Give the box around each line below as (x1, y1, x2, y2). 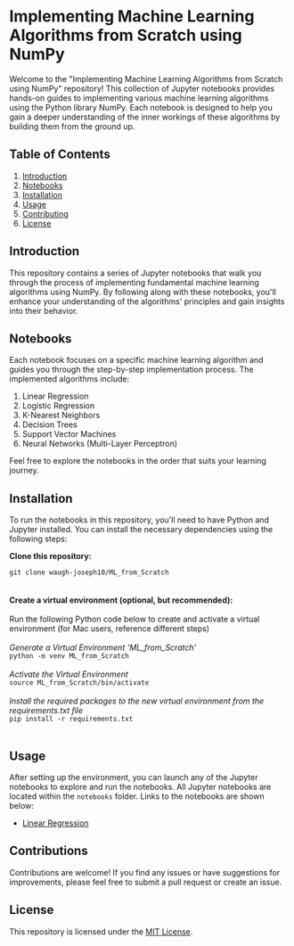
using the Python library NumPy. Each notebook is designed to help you (9, 102, 274, 112)
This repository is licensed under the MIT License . (9, 925, 193, 937)
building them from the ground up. (9, 120, 135, 131)
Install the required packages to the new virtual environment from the (9, 695, 265, 706)
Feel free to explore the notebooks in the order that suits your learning (9, 456, 267, 466)
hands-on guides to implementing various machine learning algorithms (9, 92, 269, 103)
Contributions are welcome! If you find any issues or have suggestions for (9, 867, 281, 877)
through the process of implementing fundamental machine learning (9, 276, 260, 287)
